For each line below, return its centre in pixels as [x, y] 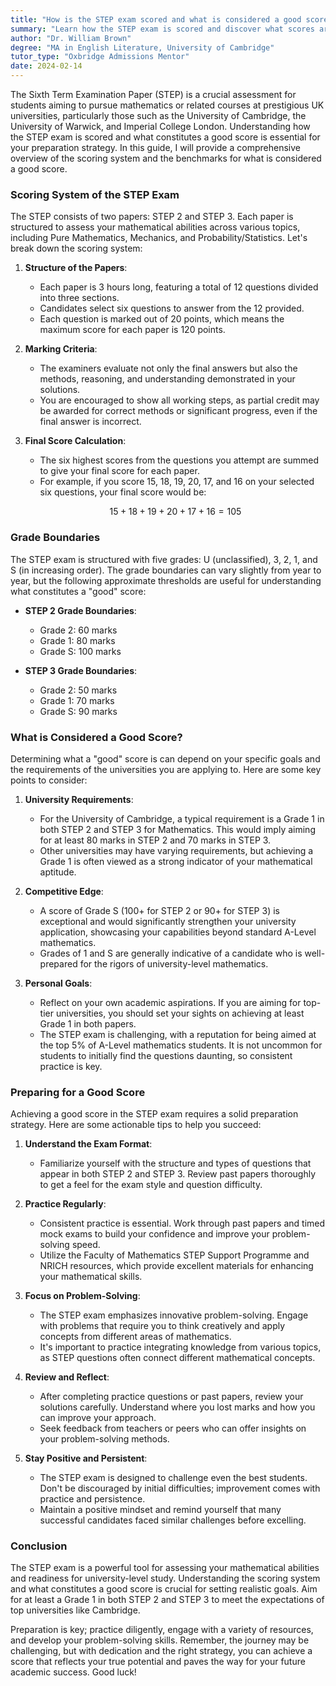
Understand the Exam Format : [88, 1144]
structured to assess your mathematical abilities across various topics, [155, 227]
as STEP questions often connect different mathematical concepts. [177, 1358]
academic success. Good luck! [73, 1672]
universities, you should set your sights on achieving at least [180, 1013]
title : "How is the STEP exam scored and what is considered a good [156, 19]
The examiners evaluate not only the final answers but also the [168, 368]
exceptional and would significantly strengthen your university [168, 921]
